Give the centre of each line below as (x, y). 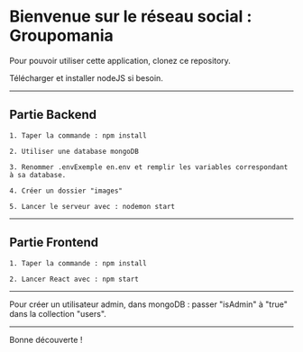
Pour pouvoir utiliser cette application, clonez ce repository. (120, 60)
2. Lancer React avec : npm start (74, 279)
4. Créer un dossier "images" (66, 191)
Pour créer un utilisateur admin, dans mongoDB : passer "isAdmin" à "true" (149, 304)
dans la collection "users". (58, 313)
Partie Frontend (54, 243)
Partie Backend (53, 115)
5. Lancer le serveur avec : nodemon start (92, 206)
